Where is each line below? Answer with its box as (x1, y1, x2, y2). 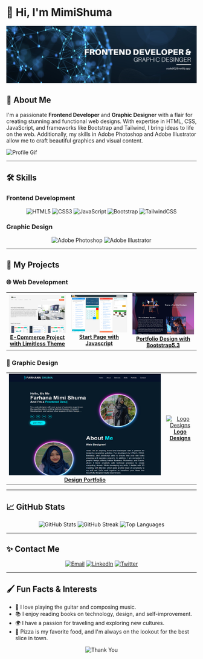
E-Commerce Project (10, 333, 65, 341)
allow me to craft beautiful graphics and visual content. (6, 136, 143, 144)
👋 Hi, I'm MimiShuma (6, 5, 112, 19)
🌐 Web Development (6, 278, 68, 287)
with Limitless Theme (10, 340, 65, 347)
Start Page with (79, 333, 119, 341)
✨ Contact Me (6, 544, 60, 554)
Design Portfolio (64, 476, 106, 483)
